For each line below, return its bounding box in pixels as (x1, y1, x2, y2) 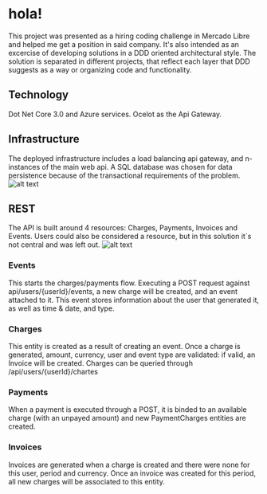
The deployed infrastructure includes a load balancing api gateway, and (8, 153, 244, 163)
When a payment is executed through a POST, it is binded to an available (8, 405, 247, 414)
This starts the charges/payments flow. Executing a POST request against (8, 278, 250, 288)
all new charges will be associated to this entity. (8, 476, 165, 486)
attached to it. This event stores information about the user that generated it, (8, 295, 260, 304)
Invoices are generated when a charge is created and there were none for (8, 460, 250, 469)
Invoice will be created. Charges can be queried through (8, 358, 194, 367)
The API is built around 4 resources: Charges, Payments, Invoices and (8, 223, 238, 233)
